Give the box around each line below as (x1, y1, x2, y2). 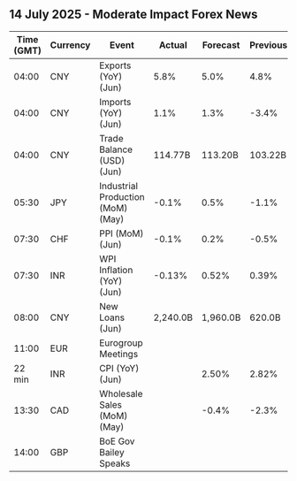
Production (98, 190, 146, 202)
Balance (98, 143, 133, 156)
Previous (248, 39, 288, 51)
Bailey (98, 446, 126, 458)
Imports (98, 95, 132, 108)
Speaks (98, 457, 131, 470)
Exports (98, 59, 132, 72)
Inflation (98, 263, 133, 276)
